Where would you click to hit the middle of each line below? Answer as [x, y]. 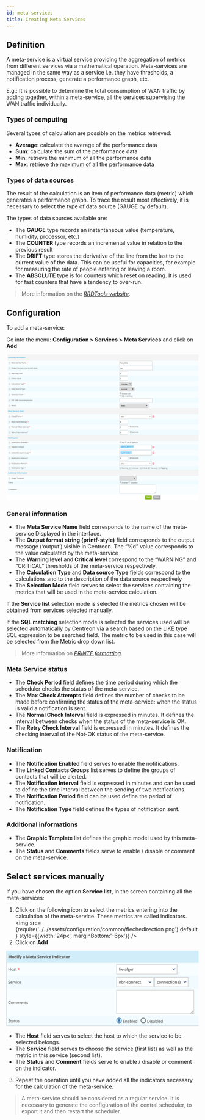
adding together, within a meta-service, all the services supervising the [96, 97]
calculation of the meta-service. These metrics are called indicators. [101, 916]
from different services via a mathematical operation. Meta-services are [97, 66]
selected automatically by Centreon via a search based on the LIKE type [97, 628]
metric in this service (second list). [59, 1055]
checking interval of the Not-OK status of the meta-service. [90, 734]
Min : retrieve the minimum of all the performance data [83, 158]
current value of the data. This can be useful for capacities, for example [105, 262]
